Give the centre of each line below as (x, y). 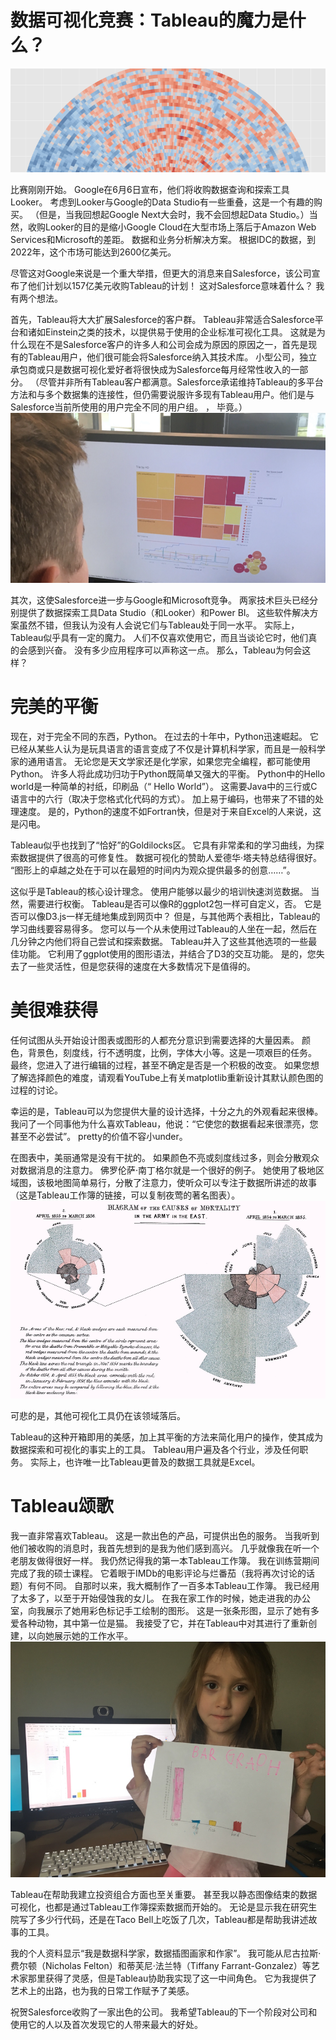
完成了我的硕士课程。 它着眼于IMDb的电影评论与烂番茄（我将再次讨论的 (158, 1573)
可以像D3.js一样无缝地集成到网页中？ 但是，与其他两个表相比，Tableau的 (169, 916)
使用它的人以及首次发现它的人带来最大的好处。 (106, 2025)
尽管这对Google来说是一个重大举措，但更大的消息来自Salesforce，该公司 (161, 273)
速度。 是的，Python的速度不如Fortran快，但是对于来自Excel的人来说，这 (170, 811)
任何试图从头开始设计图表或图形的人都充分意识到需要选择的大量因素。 (155, 1040)
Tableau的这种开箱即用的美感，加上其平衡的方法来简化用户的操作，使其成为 (167, 1437)
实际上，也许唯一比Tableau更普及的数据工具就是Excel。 (145, 1462)
